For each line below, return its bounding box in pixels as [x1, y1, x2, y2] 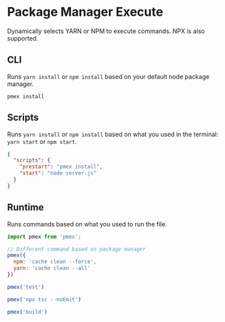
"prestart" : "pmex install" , [19, 163, 103, 171]
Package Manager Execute [7, 4, 164, 20]
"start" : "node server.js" [19, 170, 97, 177]
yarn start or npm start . [7, 137, 77, 145]
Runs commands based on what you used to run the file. [7, 219, 167, 228]
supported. [7, 34, 39, 42]
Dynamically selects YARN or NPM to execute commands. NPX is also [7, 27, 205, 35]
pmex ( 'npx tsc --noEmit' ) [7, 296, 81, 303]
